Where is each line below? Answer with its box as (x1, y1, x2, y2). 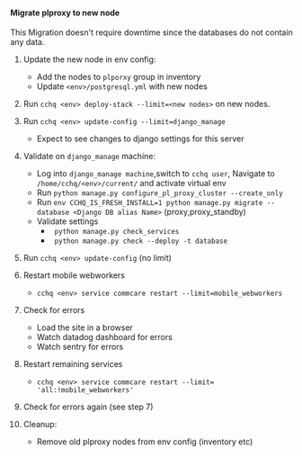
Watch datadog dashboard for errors (36, 332, 173, 343)
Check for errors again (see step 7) (22, 401, 154, 413)
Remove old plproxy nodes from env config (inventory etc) (36, 436, 253, 447)
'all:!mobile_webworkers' (36, 386, 134, 395)
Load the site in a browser (36, 322, 134, 333)
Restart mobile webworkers (22, 270, 125, 281)
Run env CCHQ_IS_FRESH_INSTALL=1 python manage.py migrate (36, 197, 263, 208)
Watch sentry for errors (36, 342, 124, 353)
